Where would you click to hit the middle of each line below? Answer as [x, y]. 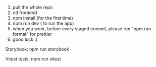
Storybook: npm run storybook [37, 49]
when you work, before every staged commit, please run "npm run [82, 29]
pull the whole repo [33, 7]
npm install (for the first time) [43, 18]
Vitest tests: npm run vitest [33, 59]
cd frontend [25, 13]
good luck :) [25, 39]
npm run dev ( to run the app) [43, 23]
